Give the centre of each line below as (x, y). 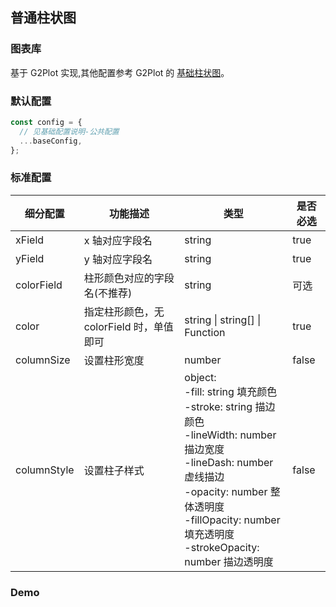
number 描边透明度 (229, 561)
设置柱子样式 (114, 470)
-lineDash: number (229, 462)
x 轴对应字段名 (118, 240)
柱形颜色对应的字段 (129, 278)
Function (205, 332)
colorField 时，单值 (128, 326)
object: (200, 377)
